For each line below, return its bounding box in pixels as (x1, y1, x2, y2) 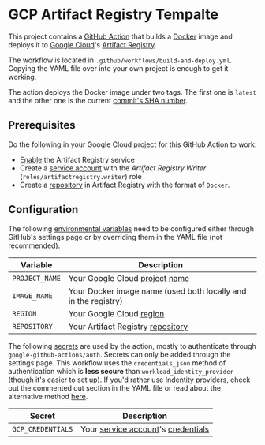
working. (8, 72, 37, 81)
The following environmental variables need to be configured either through (8, 223, 255, 234)
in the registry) (68, 295, 124, 306)
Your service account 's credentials (80, 424, 210, 435)
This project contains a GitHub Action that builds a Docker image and (8, 32, 233, 41)
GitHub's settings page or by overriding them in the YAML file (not (8, 232, 222, 241)
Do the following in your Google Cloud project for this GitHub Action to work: (8, 140, 257, 149)
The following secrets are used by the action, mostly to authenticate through (8, 341, 256, 350)
